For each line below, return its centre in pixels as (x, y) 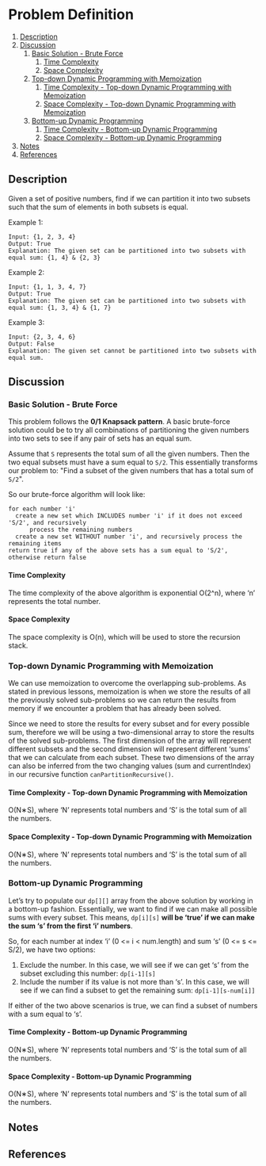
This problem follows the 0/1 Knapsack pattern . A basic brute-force (120, 422)
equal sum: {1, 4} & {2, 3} (55, 258)
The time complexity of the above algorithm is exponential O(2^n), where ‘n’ (132, 593)
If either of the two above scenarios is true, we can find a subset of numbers (133, 1005)
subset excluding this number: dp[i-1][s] (87, 973)
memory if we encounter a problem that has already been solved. (115, 709)
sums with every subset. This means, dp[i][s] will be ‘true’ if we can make (131, 917)
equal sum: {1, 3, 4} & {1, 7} (60, 308)
